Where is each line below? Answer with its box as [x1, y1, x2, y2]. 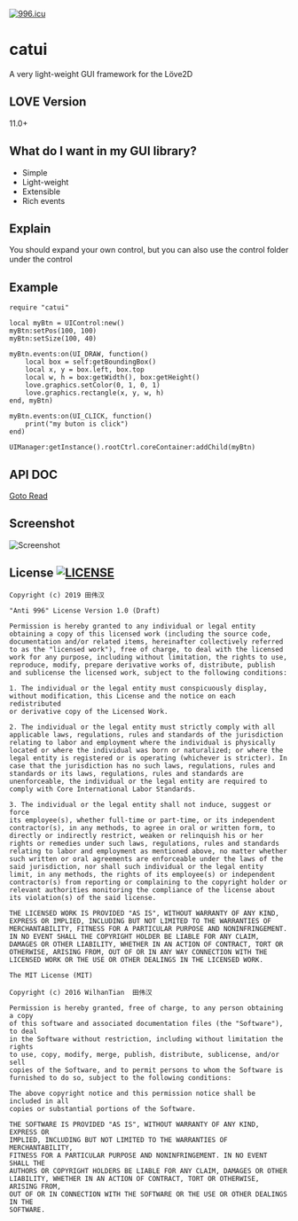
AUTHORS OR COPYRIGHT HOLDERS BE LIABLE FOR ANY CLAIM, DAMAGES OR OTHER [9, 1166, 288, 1175]
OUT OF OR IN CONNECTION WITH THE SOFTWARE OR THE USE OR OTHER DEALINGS [9, 1189, 288, 1199]
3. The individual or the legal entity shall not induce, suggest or [9, 800, 272, 809]
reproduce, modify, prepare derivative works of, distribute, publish [9, 661, 276, 669]
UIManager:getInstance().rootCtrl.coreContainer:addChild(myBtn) [9, 443, 255, 452]
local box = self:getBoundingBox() [25, 357, 157, 367]
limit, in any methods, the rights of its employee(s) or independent [9, 870, 276, 879]
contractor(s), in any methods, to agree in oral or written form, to [9, 823, 276, 833]
